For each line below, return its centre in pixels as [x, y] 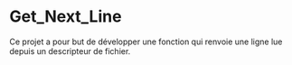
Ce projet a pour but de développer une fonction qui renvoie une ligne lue [146, 42]
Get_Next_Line [66, 17]
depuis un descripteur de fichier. [70, 51]
